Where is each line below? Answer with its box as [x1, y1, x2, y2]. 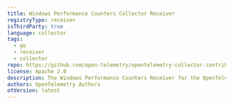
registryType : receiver [7, 17, 76, 23]
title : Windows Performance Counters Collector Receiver [7, 10, 175, 17]
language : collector [7, 29, 67, 37]
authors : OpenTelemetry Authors [7, 81, 101, 88]
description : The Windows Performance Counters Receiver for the [7, 74, 200, 82]
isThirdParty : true [7, 23, 64, 30]
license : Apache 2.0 [7, 68, 67, 75]
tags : [7, 36, 23, 43]
